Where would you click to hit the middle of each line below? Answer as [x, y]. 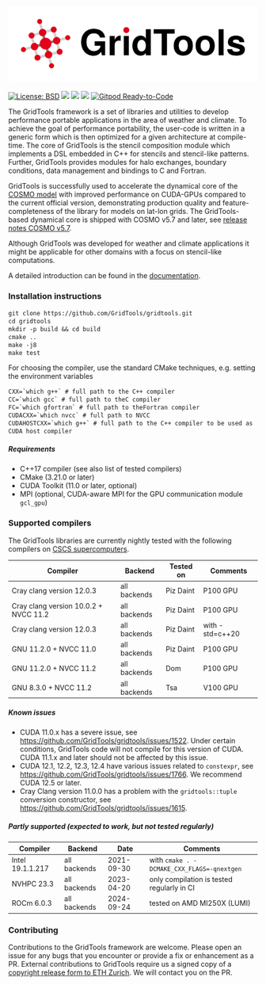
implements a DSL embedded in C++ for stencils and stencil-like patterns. [129, 154]
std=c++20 [221, 633]
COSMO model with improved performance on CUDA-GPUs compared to [127, 195]
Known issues [32, 712]
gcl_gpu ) [34, 502]
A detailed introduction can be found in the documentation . [104, 276]
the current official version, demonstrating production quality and [115, 203]
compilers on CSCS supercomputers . [68, 548]
